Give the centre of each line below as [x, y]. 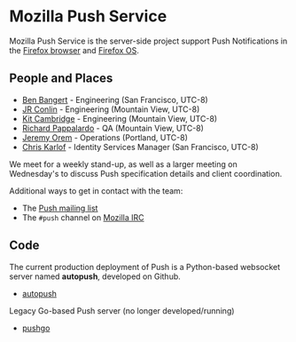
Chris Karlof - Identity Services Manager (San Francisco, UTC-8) [140, 147]
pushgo [36, 328]
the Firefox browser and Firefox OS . [74, 50]
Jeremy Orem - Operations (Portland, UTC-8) [105, 137]
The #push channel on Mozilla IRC [83, 217]
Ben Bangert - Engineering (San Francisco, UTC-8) [115, 99]
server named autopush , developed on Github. [95, 276]
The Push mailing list [60, 208]
